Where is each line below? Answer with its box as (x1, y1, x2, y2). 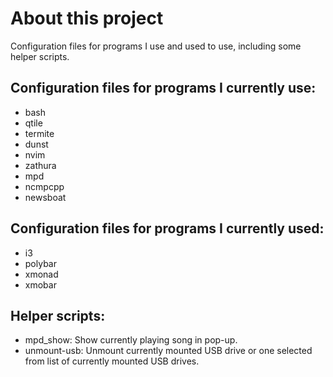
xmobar (24, 278, 57, 291)
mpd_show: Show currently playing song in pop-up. (24, 334, 238, 346)
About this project (10, 7, 164, 30)
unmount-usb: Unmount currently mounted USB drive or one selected (24, 345, 313, 357)
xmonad (24, 268, 59, 280)
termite (24, 127, 55, 139)
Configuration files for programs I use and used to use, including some (10, 40, 302, 52)
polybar (24, 257, 57, 269)
